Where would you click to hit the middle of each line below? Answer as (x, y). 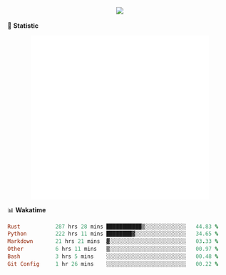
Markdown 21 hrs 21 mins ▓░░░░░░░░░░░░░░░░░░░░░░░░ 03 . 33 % (113, 242)
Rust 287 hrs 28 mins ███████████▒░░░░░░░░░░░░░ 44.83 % (113, 227)
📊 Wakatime (27, 209)
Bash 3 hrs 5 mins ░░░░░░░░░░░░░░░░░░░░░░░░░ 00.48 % (113, 256)
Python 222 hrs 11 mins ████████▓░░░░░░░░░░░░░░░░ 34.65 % (113, 234)
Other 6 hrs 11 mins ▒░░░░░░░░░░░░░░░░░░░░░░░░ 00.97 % (113, 249)
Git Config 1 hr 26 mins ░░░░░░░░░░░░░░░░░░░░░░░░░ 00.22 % (113, 264)
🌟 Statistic (23, 26)
